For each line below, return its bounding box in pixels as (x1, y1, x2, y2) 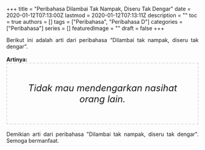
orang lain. (79, 93, 126, 105)
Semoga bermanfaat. (6, 137, 60, 144)
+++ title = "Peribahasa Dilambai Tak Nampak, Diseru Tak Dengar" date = (6, 5, 191, 12)
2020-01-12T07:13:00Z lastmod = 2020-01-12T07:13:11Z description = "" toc (6, 12, 197, 19)
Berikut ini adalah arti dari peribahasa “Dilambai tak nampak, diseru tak (6, 37, 199, 43)
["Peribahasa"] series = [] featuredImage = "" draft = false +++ (6, 24, 165, 32)
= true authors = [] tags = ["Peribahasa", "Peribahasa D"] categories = (6, 18, 183, 25)
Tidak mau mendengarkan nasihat (27, 82, 178, 94)
